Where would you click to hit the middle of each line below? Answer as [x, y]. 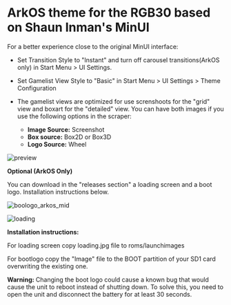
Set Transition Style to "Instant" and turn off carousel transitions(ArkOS [118, 59]
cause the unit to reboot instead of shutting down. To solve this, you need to [115, 287]
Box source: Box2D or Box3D [69, 137]
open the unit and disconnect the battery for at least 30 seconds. [100, 294]
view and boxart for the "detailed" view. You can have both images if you [120, 109]
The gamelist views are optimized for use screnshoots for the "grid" [113, 101]
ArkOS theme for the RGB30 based [109, 13]
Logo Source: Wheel [57, 144]
